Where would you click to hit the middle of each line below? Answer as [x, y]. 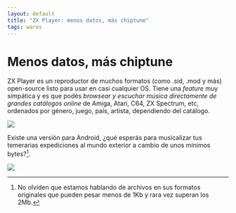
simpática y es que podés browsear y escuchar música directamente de [112, 96]
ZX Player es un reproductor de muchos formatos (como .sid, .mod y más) [115, 81]
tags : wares [25, 27]
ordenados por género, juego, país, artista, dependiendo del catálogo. [109, 111]
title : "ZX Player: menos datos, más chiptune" [78, 20]
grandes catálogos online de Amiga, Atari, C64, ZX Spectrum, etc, [103, 103]
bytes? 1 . [19, 153]
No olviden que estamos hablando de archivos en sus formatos [109, 187]
